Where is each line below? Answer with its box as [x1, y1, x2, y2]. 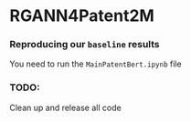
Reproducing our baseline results [9, 38, 160, 51]
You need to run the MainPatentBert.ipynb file [9, 58, 182, 69]
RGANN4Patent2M [9, 5, 155, 26]
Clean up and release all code [9, 102, 122, 113]
